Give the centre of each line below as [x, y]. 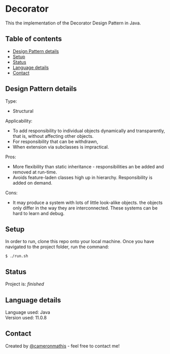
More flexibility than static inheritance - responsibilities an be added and [88, 166]
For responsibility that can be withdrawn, [55, 141]
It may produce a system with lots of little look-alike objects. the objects [88, 202]
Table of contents [33, 39]
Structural [23, 111]
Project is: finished [25, 284]
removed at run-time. [35, 172]
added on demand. [32, 183]
